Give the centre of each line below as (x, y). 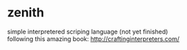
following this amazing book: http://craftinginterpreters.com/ (93, 38)
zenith (26, 13)
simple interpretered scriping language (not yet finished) (88, 32)
